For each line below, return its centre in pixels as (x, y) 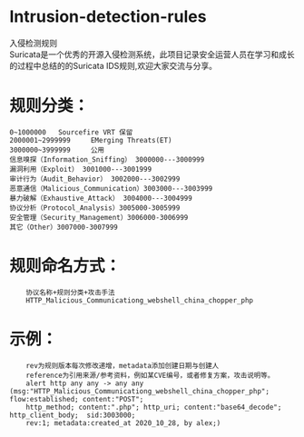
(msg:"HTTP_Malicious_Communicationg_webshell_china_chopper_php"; (140, 391)
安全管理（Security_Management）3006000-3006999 (99, 217)
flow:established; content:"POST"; (77, 399)
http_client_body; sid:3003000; (73, 415)
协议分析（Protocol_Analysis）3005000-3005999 (95, 208)
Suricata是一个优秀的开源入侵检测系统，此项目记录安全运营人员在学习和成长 (152, 54)
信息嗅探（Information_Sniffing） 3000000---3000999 (107, 159)
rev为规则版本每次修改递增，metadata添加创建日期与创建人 (123, 365)
